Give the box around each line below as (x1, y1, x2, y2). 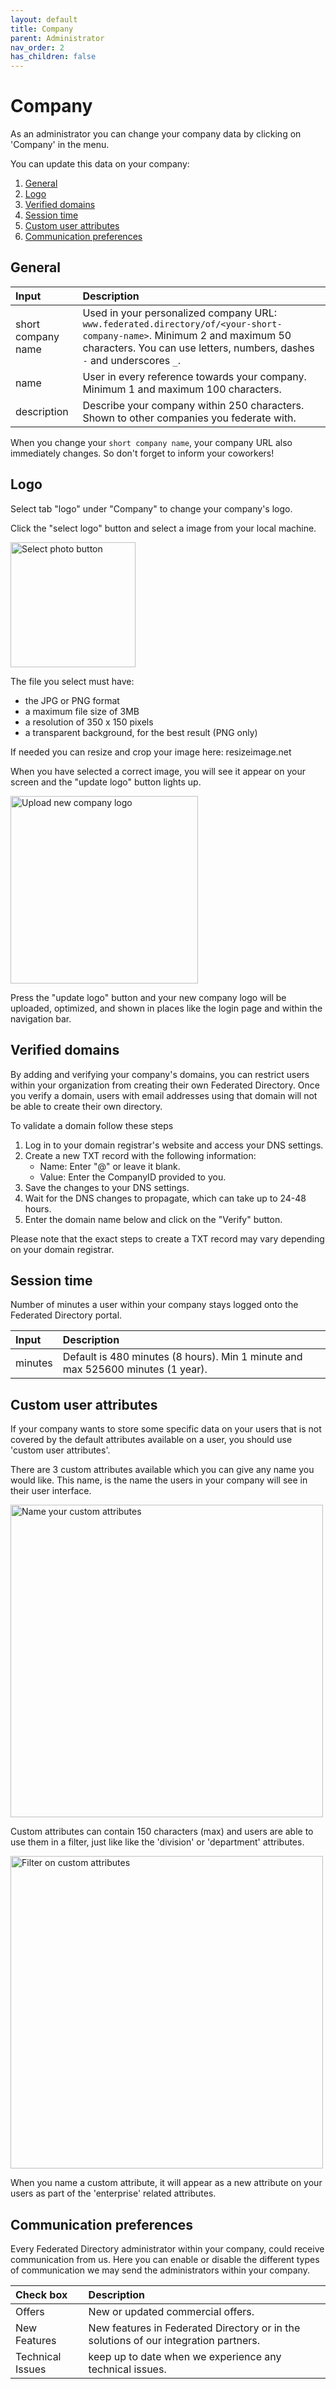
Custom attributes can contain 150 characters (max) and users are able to (10, 1826, 314, 1838)
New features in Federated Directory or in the (88, 2321, 301, 2335)
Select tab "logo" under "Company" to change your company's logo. (10, 502, 293, 515)
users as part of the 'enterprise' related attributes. (10, 2187, 217, 2200)
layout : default (10, 14, 78, 25)
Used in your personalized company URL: (82, 306, 277, 320)
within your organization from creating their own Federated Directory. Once (10, 1079, 320, 1091)
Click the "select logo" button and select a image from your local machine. (10, 522, 317, 534)
